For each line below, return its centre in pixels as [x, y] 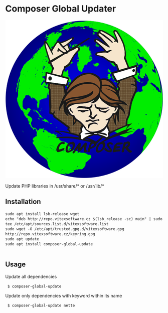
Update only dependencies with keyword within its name [64, 296]
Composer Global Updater [61, 9]
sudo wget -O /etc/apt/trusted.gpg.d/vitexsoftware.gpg [65, 229]
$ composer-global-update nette [41, 306]
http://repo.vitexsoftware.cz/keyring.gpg [50, 234]
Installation [23, 202]
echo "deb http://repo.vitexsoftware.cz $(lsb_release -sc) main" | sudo [84, 219]
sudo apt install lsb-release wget [42, 214]
